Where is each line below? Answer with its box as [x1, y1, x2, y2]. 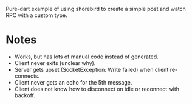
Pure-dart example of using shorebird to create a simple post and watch [5, 5, 187, 12]
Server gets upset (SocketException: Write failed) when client [14, 66, 169, 73]
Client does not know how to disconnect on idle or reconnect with [14, 85, 180, 92]
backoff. [14, 91, 36, 99]
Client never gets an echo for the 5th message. [14, 78, 132, 86]
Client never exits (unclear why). [14, 59, 96, 66]
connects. [14, 72, 40, 80]
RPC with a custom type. [5, 12, 67, 19]
